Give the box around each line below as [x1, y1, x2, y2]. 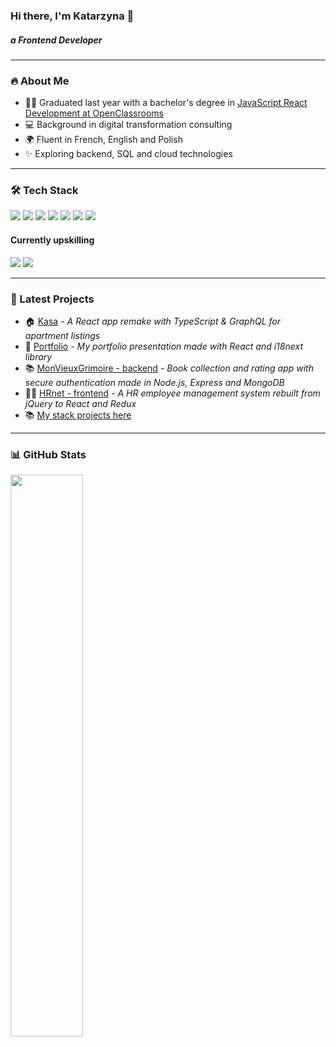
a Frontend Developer [10, 34, 103, 46]
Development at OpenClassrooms [24, 107, 164, 119]
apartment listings [24, 329, 101, 341]
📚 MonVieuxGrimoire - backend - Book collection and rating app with [24, 362, 314, 374]
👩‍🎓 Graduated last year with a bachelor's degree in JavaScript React [24, 97, 308, 109]
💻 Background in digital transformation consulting [24, 119, 233, 131]
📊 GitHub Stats [10, 447, 87, 461]
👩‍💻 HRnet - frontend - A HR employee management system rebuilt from [24, 387, 321, 399]
